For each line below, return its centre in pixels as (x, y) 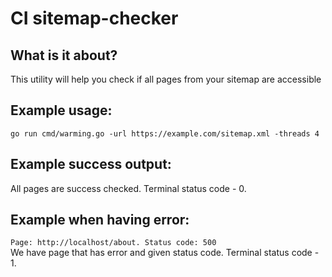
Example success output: (91, 164)
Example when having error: (100, 220)
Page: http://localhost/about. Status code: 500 (113, 243)
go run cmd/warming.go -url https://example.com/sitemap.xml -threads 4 (165, 133)
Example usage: (61, 110)
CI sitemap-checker (94, 18)
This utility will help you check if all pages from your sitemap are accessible (166, 79)
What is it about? (64, 55)
